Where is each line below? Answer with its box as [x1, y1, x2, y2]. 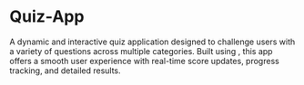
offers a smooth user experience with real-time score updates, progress [9, 55, 279, 66]
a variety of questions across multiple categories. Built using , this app [9, 45, 273, 56]
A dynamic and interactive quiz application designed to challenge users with [9, 36, 296, 47]
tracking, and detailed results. [9, 65, 121, 76]
